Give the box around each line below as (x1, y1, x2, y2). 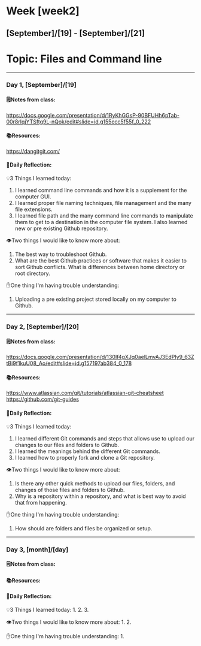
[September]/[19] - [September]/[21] (6, 28, 145, 38)
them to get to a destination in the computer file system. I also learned (14, 219, 188, 226)
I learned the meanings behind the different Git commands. (14, 448, 160, 455)
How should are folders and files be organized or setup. (14, 524, 153, 532)
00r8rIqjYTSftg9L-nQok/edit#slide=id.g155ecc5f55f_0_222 (6, 118, 151, 125)
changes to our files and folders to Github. (14, 441, 120, 448)
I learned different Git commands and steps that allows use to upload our (14, 434, 195, 442)
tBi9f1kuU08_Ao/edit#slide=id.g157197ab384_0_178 (6, 360, 132, 367)
